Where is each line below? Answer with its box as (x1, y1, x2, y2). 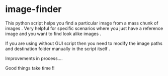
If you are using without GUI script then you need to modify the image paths (5, 40, 162, 46)
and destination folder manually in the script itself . (5, 45, 110, 51)
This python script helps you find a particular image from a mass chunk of (5, 20, 158, 26)
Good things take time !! (5, 65, 55, 71)
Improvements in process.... (5, 55, 63, 61)
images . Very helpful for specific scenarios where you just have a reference (5, 25, 163, 31)
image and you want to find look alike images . (5, 30, 102, 36)
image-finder (5, 3, 62, 15)
